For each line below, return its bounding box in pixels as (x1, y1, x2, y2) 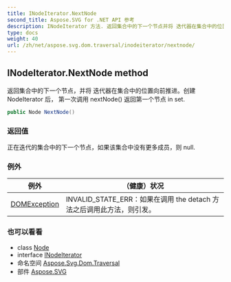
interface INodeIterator (16, 250, 82, 259)
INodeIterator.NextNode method (7, 67, 149, 79)
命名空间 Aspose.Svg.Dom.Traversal (16, 259, 120, 267)
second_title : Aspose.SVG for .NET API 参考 (7, 16, 135, 23)
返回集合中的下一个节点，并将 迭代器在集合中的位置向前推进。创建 (7, 86, 196, 95)
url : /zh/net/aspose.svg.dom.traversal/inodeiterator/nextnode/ (7, 42, 195, 49)
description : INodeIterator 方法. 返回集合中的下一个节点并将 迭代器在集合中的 (7, 23, 218, 30)
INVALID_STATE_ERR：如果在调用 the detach (65, 195, 211, 204)
